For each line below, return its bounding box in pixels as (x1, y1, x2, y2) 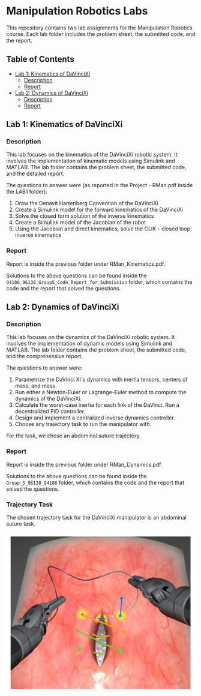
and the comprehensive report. (6, 353, 83, 360)
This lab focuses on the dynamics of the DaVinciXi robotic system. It (6, 334, 175, 341)
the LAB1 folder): (6, 188, 48, 196)
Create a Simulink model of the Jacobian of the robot (14, 219, 146, 226)
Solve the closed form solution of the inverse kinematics (14, 212, 154, 220)
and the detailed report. (6, 170, 65, 178)
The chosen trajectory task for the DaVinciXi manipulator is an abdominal (6, 514, 187, 521)
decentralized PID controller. (14, 408, 86, 415)
